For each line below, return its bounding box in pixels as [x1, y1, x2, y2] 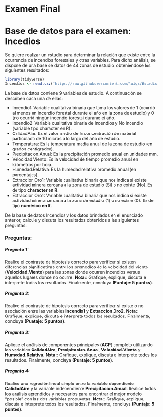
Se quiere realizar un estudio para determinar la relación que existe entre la [5, 52, 155, 58]
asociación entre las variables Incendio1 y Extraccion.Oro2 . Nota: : [5, 308, 139, 314]
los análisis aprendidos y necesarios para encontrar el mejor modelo [5, 391, 142, 397]
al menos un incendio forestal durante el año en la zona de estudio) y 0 [12, 110, 154, 116]
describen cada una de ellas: [5, 95, 63, 101]
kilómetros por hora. [12, 161, 53, 167]
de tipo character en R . [12, 187, 59, 193]
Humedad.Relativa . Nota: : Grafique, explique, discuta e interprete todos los [5, 352, 157, 358]
